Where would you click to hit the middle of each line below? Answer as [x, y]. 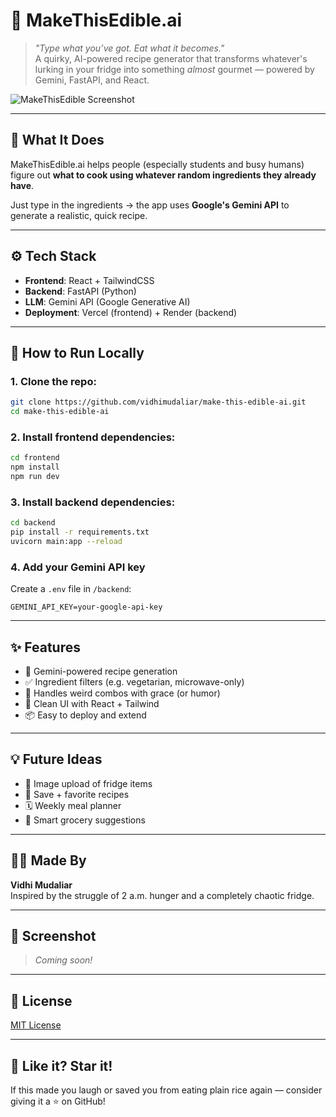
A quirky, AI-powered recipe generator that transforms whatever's [171, 58]
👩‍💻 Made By [48, 860]
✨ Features [45, 647]
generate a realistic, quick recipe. [79, 215]
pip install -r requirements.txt [80, 532]
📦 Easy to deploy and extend [85, 715]
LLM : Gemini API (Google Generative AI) [107, 301]
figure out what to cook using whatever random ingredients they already [163, 175]
